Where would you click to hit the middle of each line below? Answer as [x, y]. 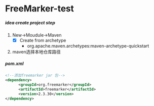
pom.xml [14, 63]
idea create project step [30, 22]
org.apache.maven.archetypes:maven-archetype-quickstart [88, 46]
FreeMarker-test [39, 9]
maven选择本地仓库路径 [36, 52]
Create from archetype [43, 41]
